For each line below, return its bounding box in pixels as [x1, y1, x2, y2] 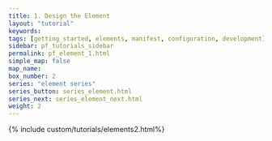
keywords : [8, 27, 42, 35]
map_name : [8, 65, 42, 73]
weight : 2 [8, 102, 42, 110]
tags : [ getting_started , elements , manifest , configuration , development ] [8, 34, 266, 43]
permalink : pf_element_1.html [8, 49, 111, 58]
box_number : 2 [8, 72, 57, 80]
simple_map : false [8, 58, 70, 66]
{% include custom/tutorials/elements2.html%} [8, 125, 165, 135]
